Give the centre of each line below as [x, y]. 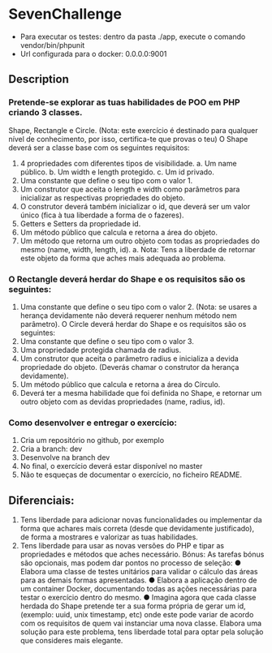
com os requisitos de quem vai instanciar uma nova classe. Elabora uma [141, 623]
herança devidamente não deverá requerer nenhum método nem [128, 315]
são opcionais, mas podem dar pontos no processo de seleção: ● [131, 563]
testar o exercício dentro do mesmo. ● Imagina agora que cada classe [138, 598]
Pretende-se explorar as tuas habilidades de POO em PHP [125, 102]
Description [39, 79]
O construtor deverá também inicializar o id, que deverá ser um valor [135, 206]
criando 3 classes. [45, 113]
